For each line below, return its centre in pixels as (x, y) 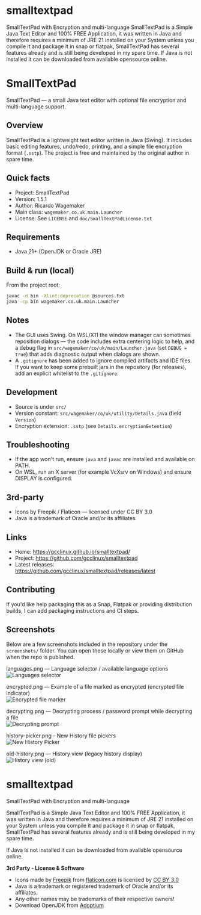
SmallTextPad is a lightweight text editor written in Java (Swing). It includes (99, 140)
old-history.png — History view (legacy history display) (74, 754)
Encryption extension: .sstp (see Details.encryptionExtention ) (93, 426)
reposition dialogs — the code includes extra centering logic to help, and (105, 341)
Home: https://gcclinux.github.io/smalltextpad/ (73, 551)
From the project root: (33, 285)
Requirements (33, 237)
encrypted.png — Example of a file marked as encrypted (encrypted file (95, 686)
